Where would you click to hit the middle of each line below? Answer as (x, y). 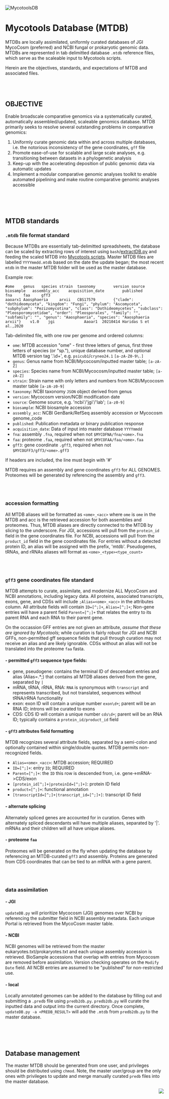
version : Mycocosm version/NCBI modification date (66, 397)
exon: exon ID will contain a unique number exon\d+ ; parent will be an (84, 703)
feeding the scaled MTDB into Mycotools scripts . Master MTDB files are (79, 257)
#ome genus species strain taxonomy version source (75, 287)
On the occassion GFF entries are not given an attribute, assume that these (83, 627)
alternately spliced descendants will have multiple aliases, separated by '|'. (82, 823)
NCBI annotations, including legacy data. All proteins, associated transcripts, (84, 596)
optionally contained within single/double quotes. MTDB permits (72, 748)
